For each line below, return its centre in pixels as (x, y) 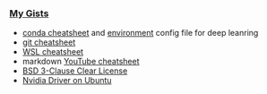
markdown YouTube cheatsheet (81, 62)
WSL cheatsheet (52, 52)
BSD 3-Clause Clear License (75, 71)
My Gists (29, 13)
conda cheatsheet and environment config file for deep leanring (140, 33)
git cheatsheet (49, 42)
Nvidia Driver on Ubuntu (67, 81)
